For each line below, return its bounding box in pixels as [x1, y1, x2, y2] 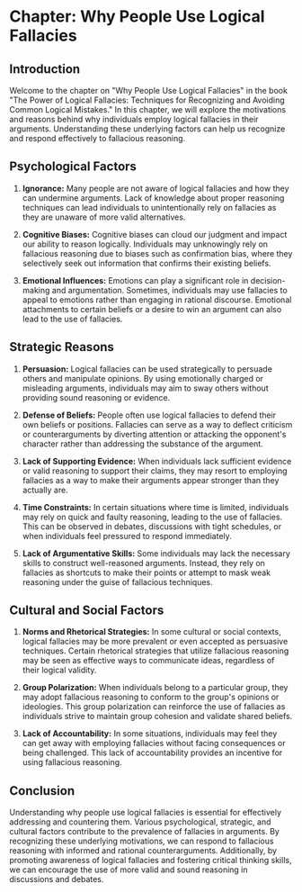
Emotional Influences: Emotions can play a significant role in [22, 275, 249, 285]
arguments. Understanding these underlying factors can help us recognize [9, 123, 286, 134]
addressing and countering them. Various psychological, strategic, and [9, 816, 271, 827]
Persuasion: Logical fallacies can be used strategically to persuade [22, 363, 272, 374]
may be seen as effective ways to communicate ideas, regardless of [22, 655, 275, 666]
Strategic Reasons [9, 339, 115, 355]
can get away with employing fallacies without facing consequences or [22, 738, 286, 749]
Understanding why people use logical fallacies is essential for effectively [9, 807, 281, 818]
